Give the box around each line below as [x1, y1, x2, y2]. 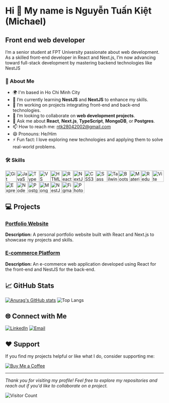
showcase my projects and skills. [5, 237, 74, 243]
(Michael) [5, 16, 46, 27]
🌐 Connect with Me [5, 312, 67, 320]
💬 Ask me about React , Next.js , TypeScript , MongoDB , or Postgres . [12, 118, 155, 124]
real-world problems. [12, 144, 56, 150]
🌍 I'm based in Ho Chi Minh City [12, 90, 80, 96]
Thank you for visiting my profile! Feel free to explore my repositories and [5, 377, 157, 383]
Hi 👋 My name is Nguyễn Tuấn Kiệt [5, 5, 152, 17]
